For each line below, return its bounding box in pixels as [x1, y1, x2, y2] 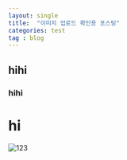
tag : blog [8, 33, 44, 42]
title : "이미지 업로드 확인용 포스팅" [8, 19, 121, 27]
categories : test [8, 26, 66, 34]
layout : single [8, 11, 59, 20]
